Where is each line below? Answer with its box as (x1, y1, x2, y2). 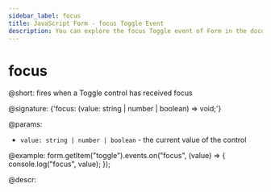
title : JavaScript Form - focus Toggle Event (8, 19, 164, 27)
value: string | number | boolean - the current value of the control (19, 135, 247, 145)
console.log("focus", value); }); (8, 159, 111, 169)
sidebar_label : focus (8, 11, 81, 20)
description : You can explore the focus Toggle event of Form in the (8, 27, 248, 35)
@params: (8, 119, 43, 129)
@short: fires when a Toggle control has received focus (8, 88, 193, 98)
